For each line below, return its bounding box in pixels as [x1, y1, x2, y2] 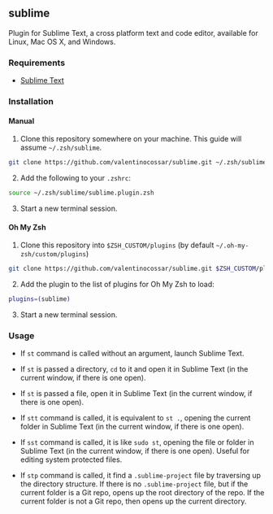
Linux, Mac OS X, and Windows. [8, 37, 116, 46]
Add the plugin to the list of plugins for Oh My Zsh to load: [19, 280, 215, 290]
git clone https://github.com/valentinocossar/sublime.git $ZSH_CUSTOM [8, 264, 256, 273]
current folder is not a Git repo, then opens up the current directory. [19, 496, 247, 507]
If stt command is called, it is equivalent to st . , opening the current [19, 413, 251, 423]
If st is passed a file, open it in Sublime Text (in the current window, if [19, 389, 253, 399]
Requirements [8, 57, 66, 68]
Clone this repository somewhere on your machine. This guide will [19, 134, 242, 144]
